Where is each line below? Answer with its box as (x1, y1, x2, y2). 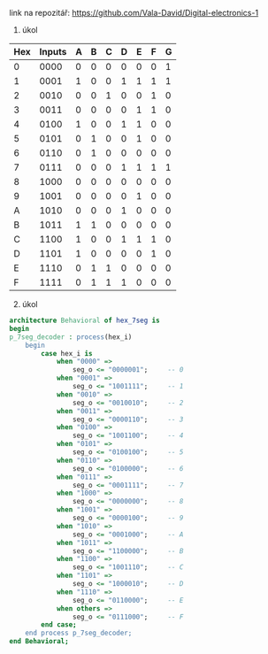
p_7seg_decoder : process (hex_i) (9, 332, 133, 342)
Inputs (39, 46, 67, 58)
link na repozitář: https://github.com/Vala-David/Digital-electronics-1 (9, 8, 259, 18)
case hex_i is (41, 349, 93, 358)
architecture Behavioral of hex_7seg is (9, 316, 161, 325)
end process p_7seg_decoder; (25, 628, 133, 638)
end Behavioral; (9, 637, 69, 646)
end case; (41, 620, 77, 629)
